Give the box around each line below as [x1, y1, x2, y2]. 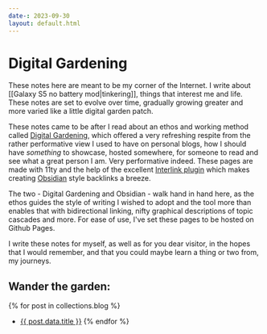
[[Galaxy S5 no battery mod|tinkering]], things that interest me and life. [8, 90, 243, 99]
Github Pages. [8, 223, 55, 233]
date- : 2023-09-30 [8, 11, 70, 20]
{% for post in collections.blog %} [8, 301, 121, 311]
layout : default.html [8, 19, 81, 27]
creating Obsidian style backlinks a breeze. [8, 173, 151, 183]
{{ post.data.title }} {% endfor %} [19, 316, 130, 327]
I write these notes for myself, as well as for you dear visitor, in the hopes [8, 239, 251, 248]
